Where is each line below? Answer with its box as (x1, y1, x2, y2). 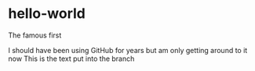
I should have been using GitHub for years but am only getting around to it (8, 45, 248, 55)
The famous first (8, 30, 62, 40)
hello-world (8, 5, 86, 23)
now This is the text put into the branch (8, 54, 135, 63)
